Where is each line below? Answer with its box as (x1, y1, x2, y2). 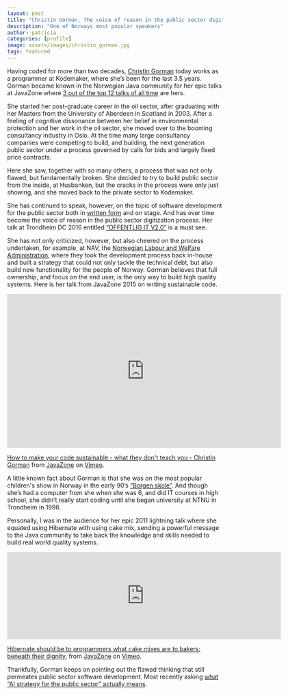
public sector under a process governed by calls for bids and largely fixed (7, 145, 215, 154)
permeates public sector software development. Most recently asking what (7, 672, 219, 681)
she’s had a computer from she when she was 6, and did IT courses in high (7, 488, 219, 496)
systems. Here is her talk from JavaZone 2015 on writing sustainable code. (7, 280, 218, 288)
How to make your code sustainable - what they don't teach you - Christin (7, 453, 216, 462)
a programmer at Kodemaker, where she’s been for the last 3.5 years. (7, 74, 202, 82)
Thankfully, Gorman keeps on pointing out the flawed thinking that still (7, 665, 205, 673)
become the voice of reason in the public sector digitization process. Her (7, 216, 213, 224)
